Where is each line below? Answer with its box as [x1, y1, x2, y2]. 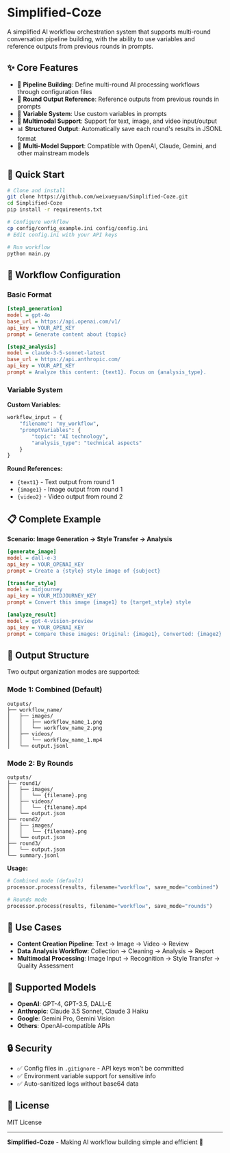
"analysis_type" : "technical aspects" [31, 439, 142, 446]
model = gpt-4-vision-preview [7, 617, 94, 624]
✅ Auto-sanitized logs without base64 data [16, 1080, 139, 1088]
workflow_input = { [7, 414, 63, 421]
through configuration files [16, 87, 92, 95]
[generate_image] [7, 548, 57, 556]
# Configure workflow [7, 218, 69, 226]
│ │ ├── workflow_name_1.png [7, 718, 103, 725]
